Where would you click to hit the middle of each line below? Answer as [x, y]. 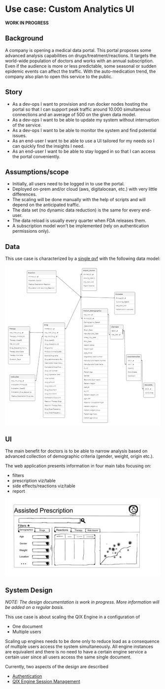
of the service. [27, 125]
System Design [29, 590]
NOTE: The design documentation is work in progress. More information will [82, 602]
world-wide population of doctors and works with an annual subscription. [80, 61]
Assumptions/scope [37, 172]
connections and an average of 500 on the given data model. [74, 114]
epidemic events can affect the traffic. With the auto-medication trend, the [81, 71]
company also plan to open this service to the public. [59, 76]
